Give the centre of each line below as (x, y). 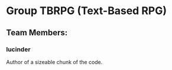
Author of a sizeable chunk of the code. (54, 62)
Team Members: (37, 33)
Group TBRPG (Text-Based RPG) (87, 11)
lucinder (18, 49)
